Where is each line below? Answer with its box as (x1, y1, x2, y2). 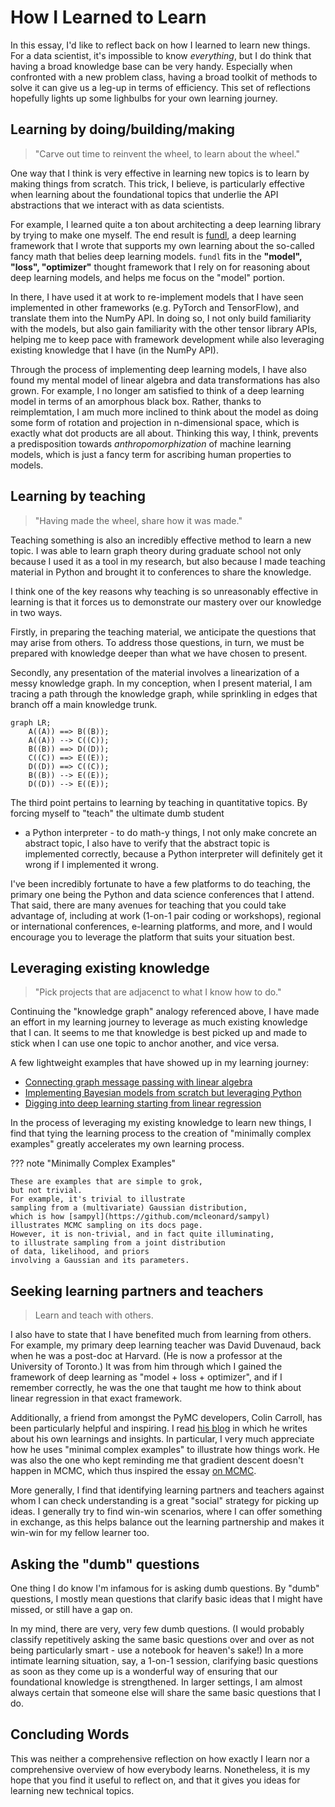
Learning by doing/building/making (10, 121, 236, 138)
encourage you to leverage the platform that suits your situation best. (10, 931, 295, 943)
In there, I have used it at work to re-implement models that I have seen (10, 291, 304, 303)
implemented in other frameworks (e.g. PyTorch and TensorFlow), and (10, 301, 300, 313)
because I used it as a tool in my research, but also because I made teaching (10, 555, 326, 567)
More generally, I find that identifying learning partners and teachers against (10, 1484, 325, 1496)
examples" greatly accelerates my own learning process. (10, 1138, 245, 1150)
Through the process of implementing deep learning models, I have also (10, 363, 307, 375)
